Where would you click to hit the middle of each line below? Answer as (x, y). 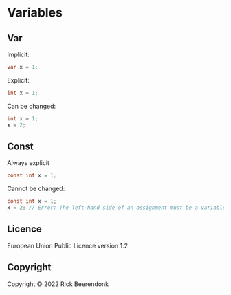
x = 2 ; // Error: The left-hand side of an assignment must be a (102, 208)
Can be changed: (32, 106)
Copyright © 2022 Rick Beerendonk (58, 284)
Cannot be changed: (36, 189)
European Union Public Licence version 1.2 (68, 245)
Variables (35, 13)
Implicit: (18, 54)
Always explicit (29, 163)
